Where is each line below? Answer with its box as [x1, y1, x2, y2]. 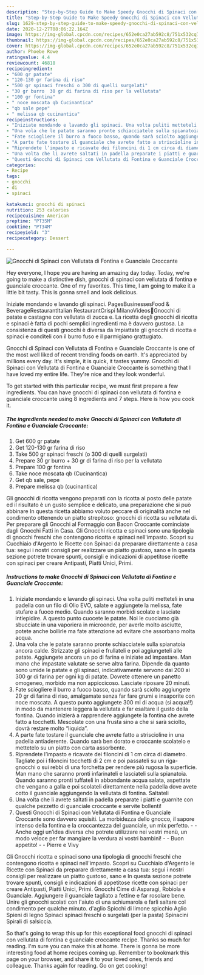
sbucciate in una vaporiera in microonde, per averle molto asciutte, [15, 621, 183, 628]
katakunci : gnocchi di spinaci [6, 201, 86, 207]
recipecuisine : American [6, 213, 69, 219]
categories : [6, 162, 36, 168]
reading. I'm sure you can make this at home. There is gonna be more [6, 942, 180, 949]
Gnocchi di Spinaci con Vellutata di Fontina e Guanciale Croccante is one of [6, 344, 195, 352]
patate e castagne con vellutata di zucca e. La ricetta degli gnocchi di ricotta [6, 313, 198, 321]
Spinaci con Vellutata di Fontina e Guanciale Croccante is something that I [6, 364, 191, 371]
